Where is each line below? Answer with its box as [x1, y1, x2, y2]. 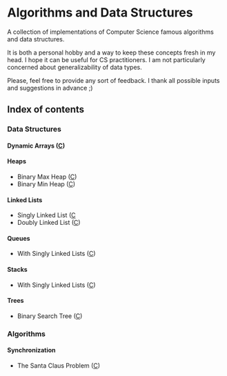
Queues [7, 234, 30, 242]
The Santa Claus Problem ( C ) [17, 361, 101, 370]
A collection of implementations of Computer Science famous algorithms [7, 28, 214, 36]
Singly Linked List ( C [17, 211, 76, 219]
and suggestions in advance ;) [7, 83, 93, 92]
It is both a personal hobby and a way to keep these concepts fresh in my [7, 48, 216, 57]
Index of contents [7, 103, 85, 115]
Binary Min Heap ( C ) [17, 180, 76, 188]
